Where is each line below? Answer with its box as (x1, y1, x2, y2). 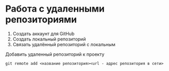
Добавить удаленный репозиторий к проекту (5, 51, 105, 57)
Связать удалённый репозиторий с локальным (12, 41, 116, 47)
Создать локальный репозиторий (12, 36, 86, 42)
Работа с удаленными (5, 3, 105, 15)
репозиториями (5, 14, 77, 25)
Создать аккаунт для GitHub (12, 30, 75, 37)
